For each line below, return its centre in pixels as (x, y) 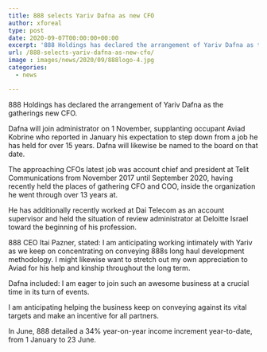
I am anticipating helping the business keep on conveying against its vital (128, 307)
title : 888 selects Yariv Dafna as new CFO (81, 16)
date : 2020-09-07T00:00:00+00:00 (64, 38)
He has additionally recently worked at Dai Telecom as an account (116, 210)
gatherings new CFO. (43, 113)
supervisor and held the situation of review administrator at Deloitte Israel (128, 218)
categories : (28, 68)
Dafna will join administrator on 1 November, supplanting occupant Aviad (127, 128)
